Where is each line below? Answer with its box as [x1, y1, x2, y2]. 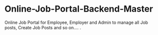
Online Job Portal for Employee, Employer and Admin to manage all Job [4, 19, 148, 25]
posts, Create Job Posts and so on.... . [4, 24, 81, 30]
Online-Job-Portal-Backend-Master [4, 3, 153, 15]
